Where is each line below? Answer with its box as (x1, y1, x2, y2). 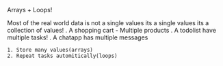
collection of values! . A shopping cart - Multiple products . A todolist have (7, 27, 217, 34)
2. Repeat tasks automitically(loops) (7, 52, 118, 59)
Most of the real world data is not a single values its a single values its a (7, 19, 209, 27)
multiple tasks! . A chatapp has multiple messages (7, 33, 148, 42)
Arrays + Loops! (7, 6, 53, 14)
